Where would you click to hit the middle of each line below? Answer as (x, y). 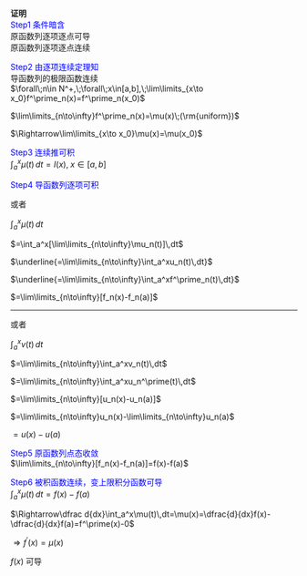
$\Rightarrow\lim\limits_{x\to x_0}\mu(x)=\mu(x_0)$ (107, 134)
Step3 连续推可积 (43, 152)
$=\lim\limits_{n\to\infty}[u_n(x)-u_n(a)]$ (86, 399)
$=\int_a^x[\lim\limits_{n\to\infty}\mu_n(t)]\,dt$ (97, 243)
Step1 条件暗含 (38, 25)
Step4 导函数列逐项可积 (55, 185)
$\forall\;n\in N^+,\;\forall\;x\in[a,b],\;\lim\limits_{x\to (107, 88)
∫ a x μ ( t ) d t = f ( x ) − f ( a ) (50, 494)
